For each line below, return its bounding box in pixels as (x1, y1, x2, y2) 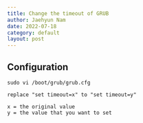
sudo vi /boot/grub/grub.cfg (7, 79, 91, 86)
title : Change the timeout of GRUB (7, 10, 109, 17)
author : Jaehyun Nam (7, 16, 67, 23)
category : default (7, 29, 60, 36)
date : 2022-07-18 (7, 23, 57, 30)
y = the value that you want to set (7, 109, 112, 116)
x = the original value (7, 103, 76, 110)
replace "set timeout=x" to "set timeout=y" (7, 91, 137, 98)
